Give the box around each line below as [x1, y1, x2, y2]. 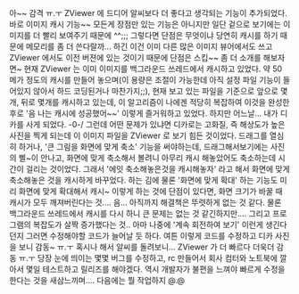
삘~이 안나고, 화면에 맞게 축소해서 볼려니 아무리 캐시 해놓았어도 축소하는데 [18, 152, 277, 163]
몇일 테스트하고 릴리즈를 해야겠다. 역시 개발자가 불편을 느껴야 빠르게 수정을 [25, 264, 286, 274]
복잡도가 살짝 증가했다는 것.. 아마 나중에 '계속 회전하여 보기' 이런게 [32, 219, 264, 230]
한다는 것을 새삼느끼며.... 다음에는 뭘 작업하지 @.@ [9, 275, 186, 285]
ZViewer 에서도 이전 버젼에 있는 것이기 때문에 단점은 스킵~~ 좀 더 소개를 [9, 53, 262, 62]
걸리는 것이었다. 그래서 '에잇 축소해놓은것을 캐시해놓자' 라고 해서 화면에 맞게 [25, 164, 290, 174]
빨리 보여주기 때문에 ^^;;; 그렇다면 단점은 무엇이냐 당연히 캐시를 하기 [42, 30, 278, 40]
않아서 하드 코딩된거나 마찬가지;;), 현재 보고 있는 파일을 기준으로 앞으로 [32, 86, 279, 96]
